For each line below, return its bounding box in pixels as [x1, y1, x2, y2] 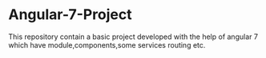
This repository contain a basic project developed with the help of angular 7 [8, 32, 259, 41]
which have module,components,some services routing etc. [8, 40, 206, 49]
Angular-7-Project [8, 6, 132, 24]
